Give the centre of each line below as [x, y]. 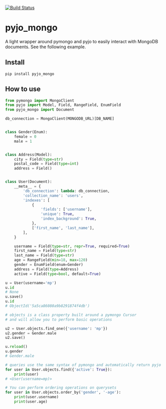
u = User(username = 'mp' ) [31, 283]
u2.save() [15, 338]
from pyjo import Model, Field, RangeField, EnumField [63, 105]
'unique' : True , [57, 214]
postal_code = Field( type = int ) [46, 164]
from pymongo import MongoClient [40, 100]
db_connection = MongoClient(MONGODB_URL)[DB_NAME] [60, 119]
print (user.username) [36, 397]
